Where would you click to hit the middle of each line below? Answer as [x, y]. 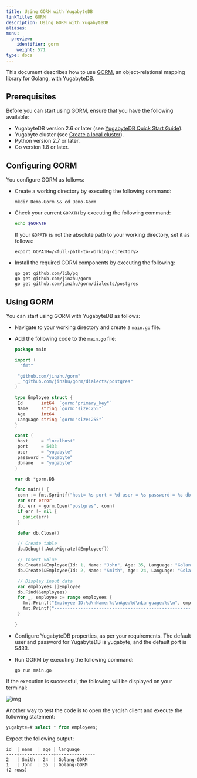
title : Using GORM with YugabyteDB [50, 11]
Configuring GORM [42, 165]
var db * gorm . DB [34, 479]
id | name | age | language [43, 749]
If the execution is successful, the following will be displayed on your [89, 681]
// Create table [37, 544]
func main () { [32, 489]
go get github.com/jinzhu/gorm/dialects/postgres [77, 284]
